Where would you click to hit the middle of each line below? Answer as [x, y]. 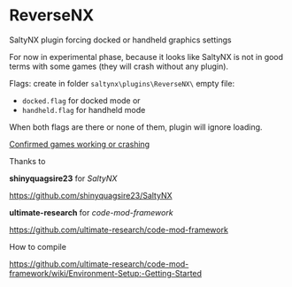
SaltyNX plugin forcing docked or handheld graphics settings [120, 40]
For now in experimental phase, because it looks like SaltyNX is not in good [146, 57]
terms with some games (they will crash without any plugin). [119, 66]
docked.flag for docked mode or [81, 100]
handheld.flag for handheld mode [84, 110]
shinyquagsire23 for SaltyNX [63, 178]
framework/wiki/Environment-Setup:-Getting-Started [105, 273]
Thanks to [27, 161]
